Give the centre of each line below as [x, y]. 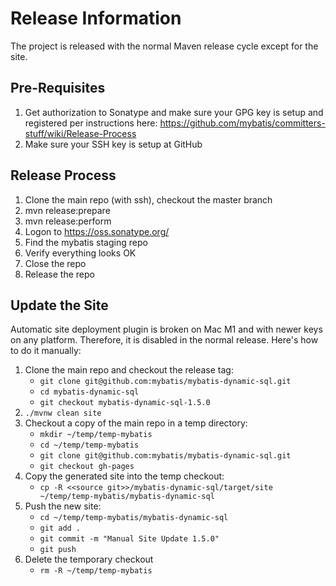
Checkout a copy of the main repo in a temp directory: [136, 423]
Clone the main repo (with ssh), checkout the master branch [148, 199]
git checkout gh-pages [87, 467]
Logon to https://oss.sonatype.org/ [97, 231]
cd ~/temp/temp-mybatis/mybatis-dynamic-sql [134, 518]
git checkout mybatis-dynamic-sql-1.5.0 [125, 403]
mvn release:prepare [67, 210]
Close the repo [55, 263]
